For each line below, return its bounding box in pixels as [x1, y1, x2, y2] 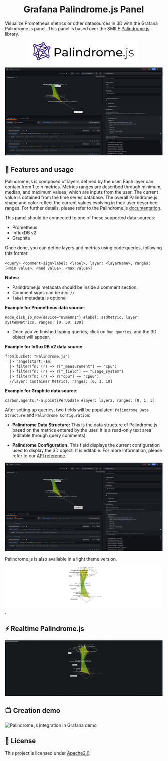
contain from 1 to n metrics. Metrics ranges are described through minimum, [5, 184, 162, 190]
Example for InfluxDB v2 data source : [5, 344, 84, 350]
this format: [5, 250, 29, 257]
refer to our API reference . [12, 453, 66, 459]
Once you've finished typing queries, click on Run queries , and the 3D [12, 329, 157, 335]
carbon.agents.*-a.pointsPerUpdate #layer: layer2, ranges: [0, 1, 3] [5, 398, 155, 403]
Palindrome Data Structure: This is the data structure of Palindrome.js [12, 422, 158, 428]
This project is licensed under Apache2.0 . [5, 750, 91, 756]
